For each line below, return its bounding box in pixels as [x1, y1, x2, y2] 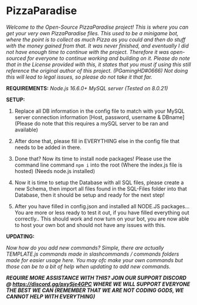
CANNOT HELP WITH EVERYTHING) [6, 293, 96, 300]
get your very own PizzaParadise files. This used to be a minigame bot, [6, 29, 179, 36]
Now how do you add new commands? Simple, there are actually [6, 244, 164, 251]
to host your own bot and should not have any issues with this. [14, 221, 166, 228]
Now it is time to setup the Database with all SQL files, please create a [14, 179, 184, 186]
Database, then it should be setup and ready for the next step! [14, 191, 165, 198]
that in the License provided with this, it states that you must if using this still [6, 60, 192, 68]
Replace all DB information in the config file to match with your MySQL [14, 107, 185, 114]
